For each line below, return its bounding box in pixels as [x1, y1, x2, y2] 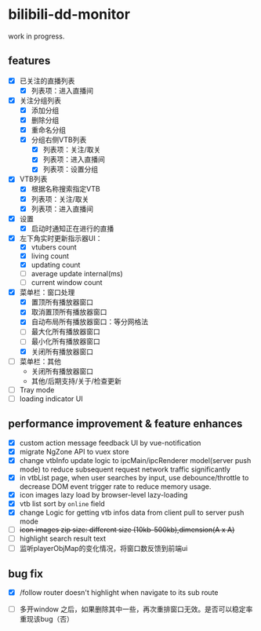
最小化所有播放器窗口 [31, 337, 100, 346]
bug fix [8, 567, 43, 580]
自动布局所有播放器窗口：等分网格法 [31, 317, 149, 326]
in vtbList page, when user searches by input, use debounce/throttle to [19, 472, 249, 482]
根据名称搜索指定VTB [31, 184, 100, 194]
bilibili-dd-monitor [8, 5, 131, 24]
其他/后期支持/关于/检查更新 [31, 376, 121, 385]
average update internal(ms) [31, 269, 123, 278]
